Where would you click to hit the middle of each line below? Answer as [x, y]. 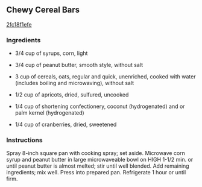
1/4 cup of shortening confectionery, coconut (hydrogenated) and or [100, 106]
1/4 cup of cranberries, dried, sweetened [66, 125]
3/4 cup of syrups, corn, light [51, 53]
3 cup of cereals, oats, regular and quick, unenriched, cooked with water [105, 77]
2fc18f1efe [19, 24]
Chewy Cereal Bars [43, 10]
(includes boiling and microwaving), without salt [74, 83]
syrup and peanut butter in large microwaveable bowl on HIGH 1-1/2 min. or [100, 160]
